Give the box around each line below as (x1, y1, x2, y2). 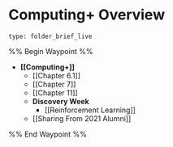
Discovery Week (32, 96, 89, 106)
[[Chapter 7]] (32, 79, 76, 89)
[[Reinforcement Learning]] (44, 105, 136, 115)
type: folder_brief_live (8, 32, 93, 40)
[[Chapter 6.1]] (32, 70, 81, 80)
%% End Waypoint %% (8, 129, 87, 139)
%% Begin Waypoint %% (8, 46, 93, 56)
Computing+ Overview (8, 6, 165, 24)
